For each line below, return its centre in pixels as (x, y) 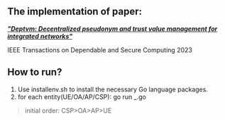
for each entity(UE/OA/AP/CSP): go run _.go (82, 97)
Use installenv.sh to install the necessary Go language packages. (112, 89)
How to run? (35, 73)
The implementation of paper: (75, 12)
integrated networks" (40, 36)
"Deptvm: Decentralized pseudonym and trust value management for (112, 28)
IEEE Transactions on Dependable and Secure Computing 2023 (100, 50)
